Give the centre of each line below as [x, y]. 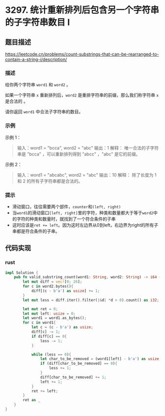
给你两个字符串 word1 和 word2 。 [38, 85]
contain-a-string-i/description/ [36, 59]
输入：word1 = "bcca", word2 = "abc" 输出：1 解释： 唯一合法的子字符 [88, 148]
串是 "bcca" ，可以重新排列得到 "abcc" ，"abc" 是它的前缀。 [79, 154]
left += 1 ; [51, 382]
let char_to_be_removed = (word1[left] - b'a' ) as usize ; [101, 359]
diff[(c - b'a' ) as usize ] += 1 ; [65, 291]
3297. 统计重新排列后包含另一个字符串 [82, 10]
